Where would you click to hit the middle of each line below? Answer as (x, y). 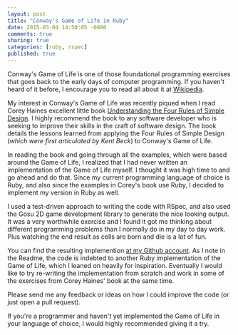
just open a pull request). (44, 302)
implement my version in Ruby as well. (63, 192)
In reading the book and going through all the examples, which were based (117, 155)
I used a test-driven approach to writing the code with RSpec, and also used (119, 206)
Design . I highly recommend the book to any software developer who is (112, 118)
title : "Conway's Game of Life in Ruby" (68, 21)
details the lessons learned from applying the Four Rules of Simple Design (116, 133)
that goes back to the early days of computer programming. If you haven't (116, 81)
